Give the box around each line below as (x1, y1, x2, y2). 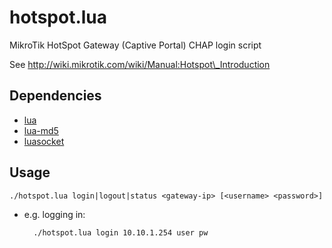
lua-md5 (23, 124, 59, 136)
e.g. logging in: (23, 208, 86, 220)
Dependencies (9, 87, 102, 105)
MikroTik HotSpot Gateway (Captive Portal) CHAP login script (9, 39, 262, 51)
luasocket (23, 135, 65, 147)
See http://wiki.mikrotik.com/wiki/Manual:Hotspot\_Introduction (9, 58, 271, 70)
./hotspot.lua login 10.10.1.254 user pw (33, 227, 209, 238)
